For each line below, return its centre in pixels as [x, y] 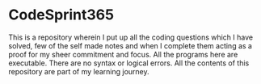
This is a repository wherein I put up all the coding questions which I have [130, 37]
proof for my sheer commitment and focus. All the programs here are [123, 54]
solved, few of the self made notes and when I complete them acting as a [130, 45]
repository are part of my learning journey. [79, 71]
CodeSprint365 [61, 15]
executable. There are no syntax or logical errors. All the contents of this [129, 63]
